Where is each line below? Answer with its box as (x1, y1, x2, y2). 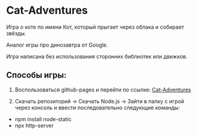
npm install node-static (14, 115, 72, 122)
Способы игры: (6, 70, 67, 81)
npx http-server (14, 122, 54, 129)
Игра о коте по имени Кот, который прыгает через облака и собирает (6, 23, 184, 30)
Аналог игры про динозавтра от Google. (6, 41, 109, 48)
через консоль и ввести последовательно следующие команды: (14, 104, 180, 111)
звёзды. (6, 29, 26, 36)
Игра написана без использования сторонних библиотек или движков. (6, 53, 188, 60)
